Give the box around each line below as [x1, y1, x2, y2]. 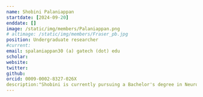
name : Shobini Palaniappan [6, 8, 74, 15]
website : [6, 59, 28, 65]
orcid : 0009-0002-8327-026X [6, 76, 77, 82]
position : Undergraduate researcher [6, 37, 98, 43]
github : [6, 70, 26, 77]
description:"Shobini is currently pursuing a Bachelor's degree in [6, 82, 182, 88]
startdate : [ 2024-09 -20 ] [6, 14, 69, 20]
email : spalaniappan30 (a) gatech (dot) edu [6, 48, 120, 54]
